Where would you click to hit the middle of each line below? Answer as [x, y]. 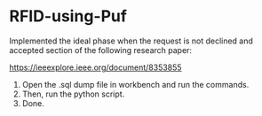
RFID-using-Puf [68, 16]
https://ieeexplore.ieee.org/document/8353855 [95, 67]
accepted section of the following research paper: [101, 50]
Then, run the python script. [73, 94]
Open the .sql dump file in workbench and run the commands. [135, 84]
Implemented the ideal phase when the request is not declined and [131, 41]
